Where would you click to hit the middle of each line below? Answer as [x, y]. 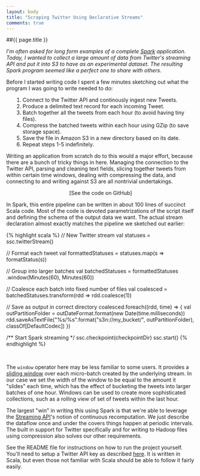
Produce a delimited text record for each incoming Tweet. [93, 106]
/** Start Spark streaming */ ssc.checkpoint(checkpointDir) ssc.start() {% [97, 338]
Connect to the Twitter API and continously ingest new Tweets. [100, 100]
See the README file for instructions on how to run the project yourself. [94, 448]
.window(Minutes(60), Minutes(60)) [50, 277]
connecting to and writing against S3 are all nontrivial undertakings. [90, 181]
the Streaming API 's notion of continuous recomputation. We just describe [98, 417]
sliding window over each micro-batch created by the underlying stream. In [99, 374]
